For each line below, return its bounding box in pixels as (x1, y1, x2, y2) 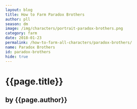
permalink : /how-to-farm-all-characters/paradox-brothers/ (5, 40, 132, 45)
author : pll (5, 17, 30, 22)
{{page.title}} (5, 76, 63, 87)
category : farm (5, 31, 37, 36)
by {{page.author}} (5, 95, 68, 104)
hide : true (5, 54, 28, 59)
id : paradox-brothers (5, 49, 51, 54)
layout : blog (5, 7, 33, 13)
